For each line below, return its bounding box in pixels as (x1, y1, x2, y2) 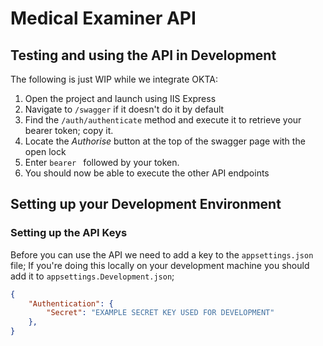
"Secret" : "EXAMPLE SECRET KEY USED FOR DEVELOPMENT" (46, 308, 275, 318)
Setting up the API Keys (10, 226, 128, 240)
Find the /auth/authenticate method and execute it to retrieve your (24, 114, 302, 126)
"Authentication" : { (28, 298, 114, 309)
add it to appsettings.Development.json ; (10, 270, 175, 282)
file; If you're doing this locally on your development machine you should (10, 259, 310, 271)
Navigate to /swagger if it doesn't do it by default (24, 103, 225, 115)
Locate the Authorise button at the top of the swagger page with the (24, 135, 306, 147)
